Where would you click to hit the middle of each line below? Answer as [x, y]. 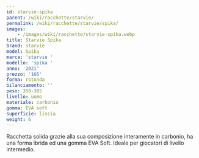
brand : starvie [26, 46]
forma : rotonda [26, 80]
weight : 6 [19, 119]
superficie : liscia [31, 114]
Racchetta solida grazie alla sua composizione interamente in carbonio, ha [100, 137]
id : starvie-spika [30, 12]
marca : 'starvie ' [30, 57]
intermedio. [21, 149]
